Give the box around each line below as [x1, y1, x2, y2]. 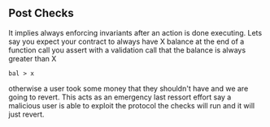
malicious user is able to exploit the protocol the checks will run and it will [8, 100, 255, 110]
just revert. [8, 109, 45, 119]
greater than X [8, 53, 57, 63]
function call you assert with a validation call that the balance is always [8, 44, 246, 55]
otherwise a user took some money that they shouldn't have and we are [8, 83, 249, 93]
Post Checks [8, 6, 75, 20]
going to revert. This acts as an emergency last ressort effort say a [8, 92, 232, 102]
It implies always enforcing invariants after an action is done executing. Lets [8, 28, 263, 37]
